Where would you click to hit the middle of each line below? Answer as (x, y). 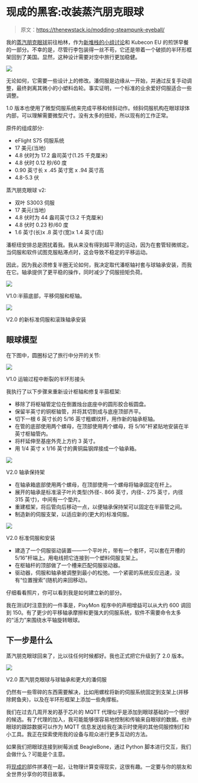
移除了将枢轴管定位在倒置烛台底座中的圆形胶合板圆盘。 (82, 404)
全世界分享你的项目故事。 (37, 774)
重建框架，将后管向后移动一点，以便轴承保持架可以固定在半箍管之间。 (100, 507)
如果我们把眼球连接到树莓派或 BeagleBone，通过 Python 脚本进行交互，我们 (99, 746)
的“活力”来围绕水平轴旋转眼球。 (45, 620)
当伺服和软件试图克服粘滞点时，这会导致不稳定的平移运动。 (78, 252)
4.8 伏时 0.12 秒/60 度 (41, 163)
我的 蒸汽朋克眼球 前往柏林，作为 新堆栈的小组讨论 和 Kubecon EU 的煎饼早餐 (98, 42)
